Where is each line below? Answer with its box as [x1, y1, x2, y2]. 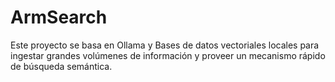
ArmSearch [10, 6, 108, 29]
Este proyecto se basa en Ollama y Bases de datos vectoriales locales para [10, 39, 320, 51]
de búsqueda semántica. [10, 60, 113, 72]
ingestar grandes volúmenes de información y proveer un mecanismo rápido [10, 49, 326, 61]
